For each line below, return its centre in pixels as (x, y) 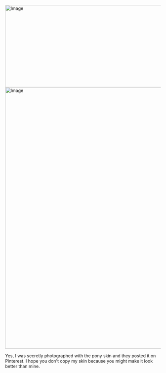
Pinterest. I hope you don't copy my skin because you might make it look (79, 361)
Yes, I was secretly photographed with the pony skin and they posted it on (81, 356)
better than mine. (23, 366)
